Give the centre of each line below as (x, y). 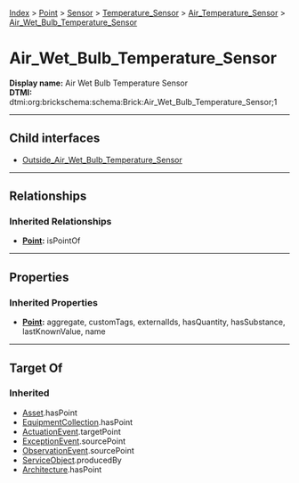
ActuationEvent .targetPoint (72, 431)
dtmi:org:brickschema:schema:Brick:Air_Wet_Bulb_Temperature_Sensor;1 (143, 102)
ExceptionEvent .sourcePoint (74, 441)
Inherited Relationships (61, 222)
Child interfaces (55, 139)
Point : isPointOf (51, 241)
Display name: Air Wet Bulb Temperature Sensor (99, 83)
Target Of (36, 368)
